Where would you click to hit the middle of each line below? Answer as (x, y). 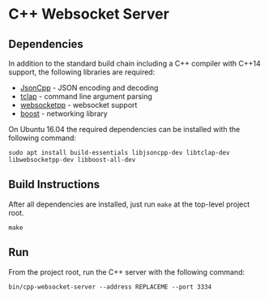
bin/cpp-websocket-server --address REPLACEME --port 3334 (110, 287)
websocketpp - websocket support (79, 105)
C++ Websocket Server (89, 14)
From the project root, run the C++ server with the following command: (127, 271)
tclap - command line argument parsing (86, 96)
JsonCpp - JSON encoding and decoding (89, 88)
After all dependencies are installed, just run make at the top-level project (129, 204)
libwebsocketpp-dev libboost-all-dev (72, 160)
